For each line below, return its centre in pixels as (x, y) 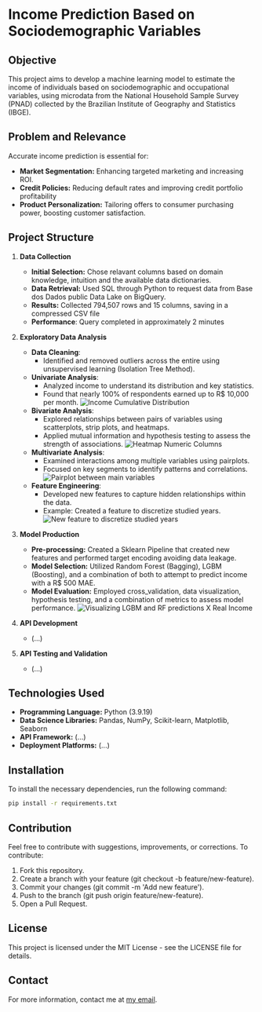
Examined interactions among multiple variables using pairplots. (146, 460)
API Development (49, 623)
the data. (57, 502)
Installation (36, 770)
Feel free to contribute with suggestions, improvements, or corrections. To (128, 846)
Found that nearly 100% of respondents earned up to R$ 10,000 (146, 393)
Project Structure (51, 237)
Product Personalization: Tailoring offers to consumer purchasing (126, 204)
